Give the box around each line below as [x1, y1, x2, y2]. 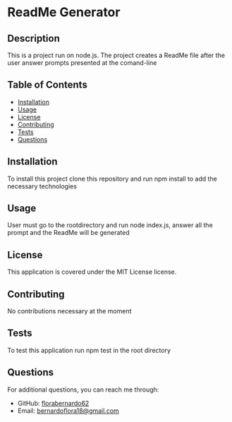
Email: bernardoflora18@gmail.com [17, 406, 120, 415]
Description [7, 32, 60, 44]
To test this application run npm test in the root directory [7, 346, 171, 354]
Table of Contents [7, 79, 88, 91]
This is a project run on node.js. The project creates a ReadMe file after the [7, 51, 226, 59]
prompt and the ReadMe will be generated [7, 229, 130, 237]
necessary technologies [7, 181, 78, 191]
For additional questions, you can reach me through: [7, 385, 159, 394]
